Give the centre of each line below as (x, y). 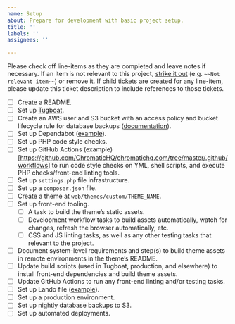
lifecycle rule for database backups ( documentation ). (94, 126)
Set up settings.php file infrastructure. (74, 180)
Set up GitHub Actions (50, 149)
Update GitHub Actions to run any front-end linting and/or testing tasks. (121, 282)
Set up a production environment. (66, 297)
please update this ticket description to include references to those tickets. (115, 89)
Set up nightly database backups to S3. (75, 305)
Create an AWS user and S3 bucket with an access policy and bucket (118, 118)
